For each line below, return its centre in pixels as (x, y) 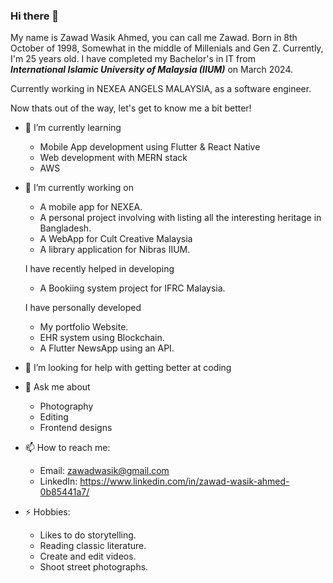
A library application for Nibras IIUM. (115, 250)
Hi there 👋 (35, 16)
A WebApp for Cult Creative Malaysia (116, 239)
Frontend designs (76, 428)
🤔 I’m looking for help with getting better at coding (128, 368)
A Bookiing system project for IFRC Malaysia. (132, 288)
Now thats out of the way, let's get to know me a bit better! (131, 108)
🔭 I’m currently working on (79, 188)
